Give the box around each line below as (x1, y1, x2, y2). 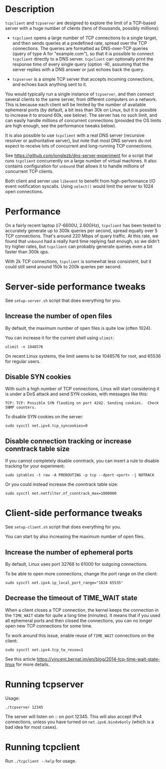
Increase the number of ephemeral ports (5, 548, 133, 556)
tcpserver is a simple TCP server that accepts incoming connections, (12, 76, 154, 82)
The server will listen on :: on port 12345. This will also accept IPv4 (5, 713, 142, 719)
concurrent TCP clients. (5, 168, 54, 174)
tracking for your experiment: (5, 463, 65, 469)
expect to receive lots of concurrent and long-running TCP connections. (5, 143, 153, 149)
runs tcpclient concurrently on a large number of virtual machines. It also (5, 157, 157, 163)
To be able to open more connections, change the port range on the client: (5, 571, 158, 577)
